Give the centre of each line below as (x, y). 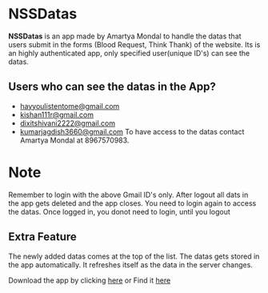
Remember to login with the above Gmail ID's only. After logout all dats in (128, 195)
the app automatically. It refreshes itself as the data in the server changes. (131, 264)
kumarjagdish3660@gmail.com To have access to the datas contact (132, 131)
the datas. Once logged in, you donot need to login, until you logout (119, 211)
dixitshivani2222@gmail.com (68, 123)
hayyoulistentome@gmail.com (70, 106)
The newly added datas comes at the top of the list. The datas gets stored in (134, 256)
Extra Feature (43, 237)
